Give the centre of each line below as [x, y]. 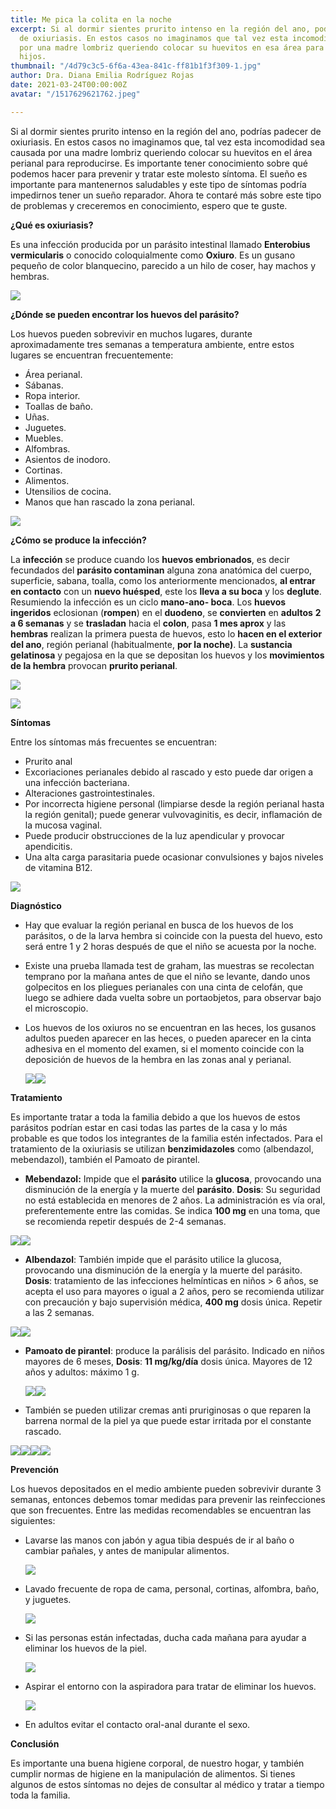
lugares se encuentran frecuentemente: [92, 355]
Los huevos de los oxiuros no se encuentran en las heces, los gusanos [170, 1027]
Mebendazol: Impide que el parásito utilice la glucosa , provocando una [173, 1178]
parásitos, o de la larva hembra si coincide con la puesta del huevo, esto [173, 935]
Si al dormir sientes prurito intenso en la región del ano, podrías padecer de [166, 131]
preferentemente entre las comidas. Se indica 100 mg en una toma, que [172, 1210]
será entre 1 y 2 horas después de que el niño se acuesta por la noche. [170, 946]
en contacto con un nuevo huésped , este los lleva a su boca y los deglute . [166, 591]
